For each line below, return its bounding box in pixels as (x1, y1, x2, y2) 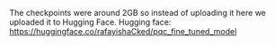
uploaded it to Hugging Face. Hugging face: (9, 17, 172, 27)
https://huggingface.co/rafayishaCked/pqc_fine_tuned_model (9, 26, 237, 36)
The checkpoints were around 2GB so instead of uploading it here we (9, 8, 267, 18)
